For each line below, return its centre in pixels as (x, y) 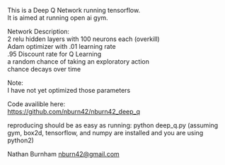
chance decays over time (44, 69)
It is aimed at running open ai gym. (58, 18)
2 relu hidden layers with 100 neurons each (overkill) (84, 39)
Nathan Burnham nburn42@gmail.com (64, 154)
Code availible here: (36, 104)
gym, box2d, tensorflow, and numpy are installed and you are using (105, 133)
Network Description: (38, 32)
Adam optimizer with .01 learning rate (62, 46)
